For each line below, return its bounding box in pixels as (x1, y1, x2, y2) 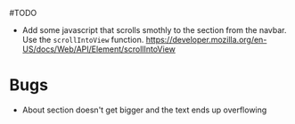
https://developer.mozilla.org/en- (145, 35, 267, 45)
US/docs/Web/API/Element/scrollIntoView (21, 44, 176, 54)
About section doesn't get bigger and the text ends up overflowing (21, 104, 267, 115)
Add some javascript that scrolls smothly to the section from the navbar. (21, 25, 287, 35)
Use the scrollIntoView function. (21, 35, 144, 45)
